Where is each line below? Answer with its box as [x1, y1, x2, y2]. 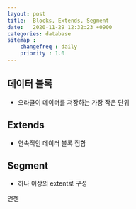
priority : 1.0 [20, 50, 65, 57]
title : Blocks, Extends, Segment [7, 17, 110, 24]
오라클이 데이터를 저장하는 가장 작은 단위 [17, 98, 130, 106]
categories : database [7, 30, 72, 38]
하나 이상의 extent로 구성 [17, 179, 87, 188]
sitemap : [7, 37, 37, 44]
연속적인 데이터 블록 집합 [17, 139, 86, 147]
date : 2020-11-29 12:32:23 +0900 [7, 23, 113, 30]
